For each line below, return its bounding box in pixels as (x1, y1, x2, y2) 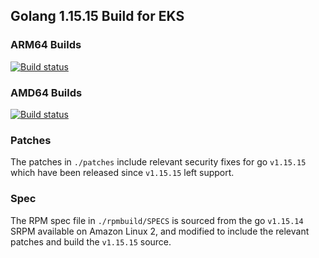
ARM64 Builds (10, 38, 82, 52)
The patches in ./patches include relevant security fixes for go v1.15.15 (10, 156, 307, 168)
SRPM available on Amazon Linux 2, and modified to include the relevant (10, 225, 310, 237)
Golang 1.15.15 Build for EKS (10, 8, 185, 25)
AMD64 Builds (10, 85, 83, 99)
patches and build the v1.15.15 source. (10, 235, 172, 248)
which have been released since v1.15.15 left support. (10, 167, 235, 179)
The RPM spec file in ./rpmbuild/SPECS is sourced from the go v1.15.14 (10, 214, 304, 226)
